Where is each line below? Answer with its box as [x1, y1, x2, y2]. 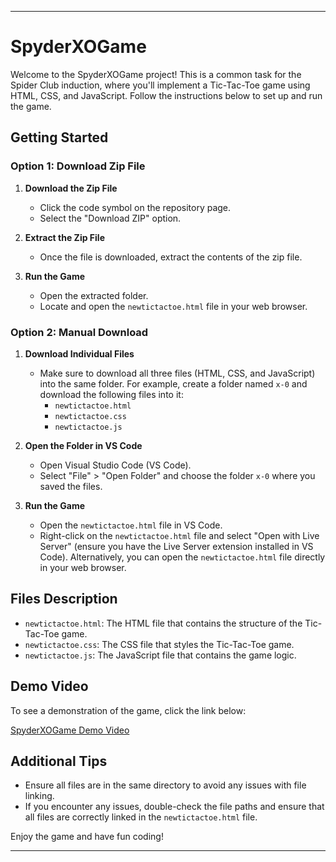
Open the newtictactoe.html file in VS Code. [39, 519, 223, 531]
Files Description [10, 591, 118, 608]
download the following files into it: [39, 388, 184, 400]
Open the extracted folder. [39, 289, 149, 301]
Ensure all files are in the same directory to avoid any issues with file [24, 779, 307, 791]
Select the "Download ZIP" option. [39, 212, 182, 224]
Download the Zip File [24, 182, 118, 194]
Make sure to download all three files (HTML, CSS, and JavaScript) [39, 367, 316, 379]
